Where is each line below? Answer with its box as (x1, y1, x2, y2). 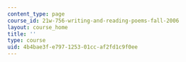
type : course (7, 37, 46, 44)
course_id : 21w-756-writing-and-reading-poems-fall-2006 (7, 17, 180, 24)
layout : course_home (7, 24, 69, 31)
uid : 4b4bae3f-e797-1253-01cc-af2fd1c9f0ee (7, 43, 138, 51)
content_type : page (7, 10, 65, 18)
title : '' (7, 30, 37, 38)
